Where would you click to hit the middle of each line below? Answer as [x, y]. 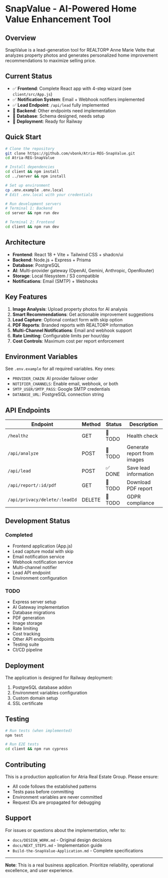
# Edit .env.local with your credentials [49, 195]
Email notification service [38, 557]
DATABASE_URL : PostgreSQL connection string [58, 395]
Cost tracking [26, 634]
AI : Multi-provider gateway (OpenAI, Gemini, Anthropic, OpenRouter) [83, 270]
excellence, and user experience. [39, 870]
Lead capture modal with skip [43, 551]
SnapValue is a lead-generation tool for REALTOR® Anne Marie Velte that [80, 50]
